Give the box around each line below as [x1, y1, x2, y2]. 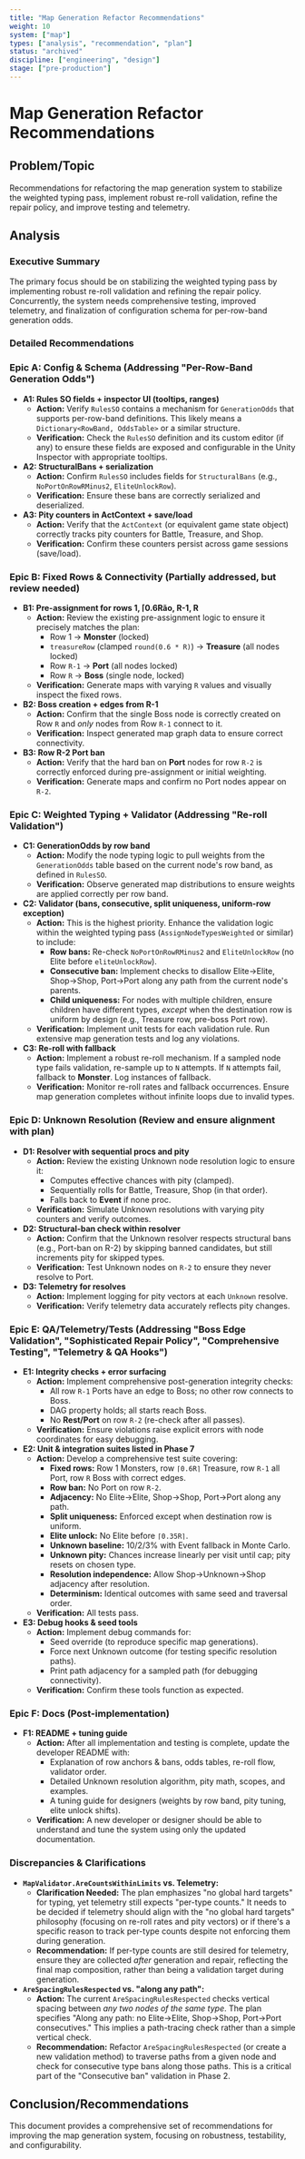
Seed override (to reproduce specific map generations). [49, 1636, 259, 1647]
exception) [22, 908, 65, 919]
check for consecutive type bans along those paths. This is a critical [35, 2060, 292, 2071]
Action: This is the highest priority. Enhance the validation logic [35, 918, 274, 929]
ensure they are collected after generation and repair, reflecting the [35, 1954, 289, 1966]
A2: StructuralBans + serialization [22, 460, 154, 472]
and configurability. [9, 2140, 82, 2151]
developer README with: [35, 1747, 130, 1758]
